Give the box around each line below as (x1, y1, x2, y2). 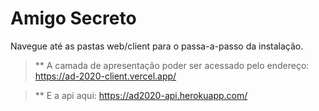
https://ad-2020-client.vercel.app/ (34, 70, 177, 82)
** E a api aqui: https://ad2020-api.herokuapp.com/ (34, 89, 248, 101)
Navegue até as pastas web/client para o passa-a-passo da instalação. (10, 40, 304, 52)
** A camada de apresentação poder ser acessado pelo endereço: (34, 59, 310, 71)
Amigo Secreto (10, 7, 137, 30)
